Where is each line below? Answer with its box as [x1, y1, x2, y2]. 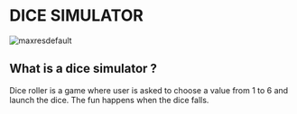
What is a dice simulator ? [9, 61, 158, 76]
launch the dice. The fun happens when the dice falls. [9, 94, 209, 105]
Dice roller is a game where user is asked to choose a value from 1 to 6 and [9, 84, 289, 95]
